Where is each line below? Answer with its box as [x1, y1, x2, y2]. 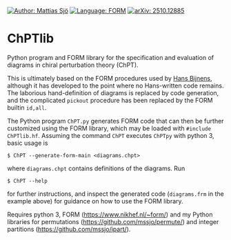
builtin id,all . [7, 103, 47, 112]
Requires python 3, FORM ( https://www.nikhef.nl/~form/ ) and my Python [7, 210, 213, 219]
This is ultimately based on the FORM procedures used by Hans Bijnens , [7, 74, 212, 82]
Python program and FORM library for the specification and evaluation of [7, 53, 214, 61]
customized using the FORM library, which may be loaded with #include [7, 124, 212, 132]
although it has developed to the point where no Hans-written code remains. [7, 81, 224, 90]
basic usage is [7, 139, 48, 147]
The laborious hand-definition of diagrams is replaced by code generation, [7, 88, 219, 97]
